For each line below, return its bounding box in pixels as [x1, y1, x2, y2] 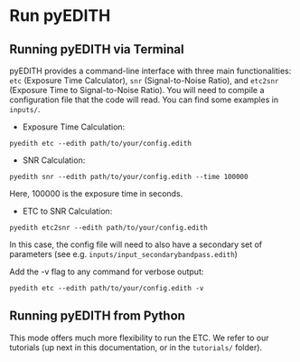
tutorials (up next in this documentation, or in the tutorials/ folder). [9, 341, 263, 353]
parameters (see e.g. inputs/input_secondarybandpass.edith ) [9, 249, 238, 259]
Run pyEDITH [9, 5, 111, 26]
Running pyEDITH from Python [9, 309, 185, 324]
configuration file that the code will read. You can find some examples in [9, 94, 278, 105]
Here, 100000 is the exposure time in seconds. [9, 188, 183, 199]
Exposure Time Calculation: [22, 121, 126, 132]
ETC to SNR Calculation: [22, 205, 113, 216]
